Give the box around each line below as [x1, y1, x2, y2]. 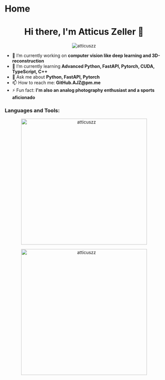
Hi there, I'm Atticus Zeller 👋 [24, 26, 144, 38]
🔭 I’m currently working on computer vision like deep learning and [12, 52, 151, 58]
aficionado [12, 94, 36, 101]
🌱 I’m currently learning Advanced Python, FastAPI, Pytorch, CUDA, [12, 64, 155, 70]
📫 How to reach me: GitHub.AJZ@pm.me [12, 80, 101, 86]
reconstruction [12, 58, 44, 64]
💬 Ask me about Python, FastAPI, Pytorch [12, 74, 100, 80]
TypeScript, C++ [12, 69, 48, 75]
